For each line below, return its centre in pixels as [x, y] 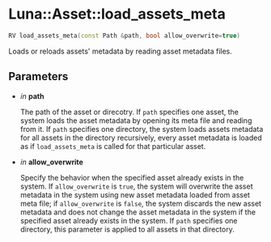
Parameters [38, 76]
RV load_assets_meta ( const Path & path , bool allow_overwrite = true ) [125, 36]
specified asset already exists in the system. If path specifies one [129, 220]
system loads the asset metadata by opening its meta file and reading [136, 120]
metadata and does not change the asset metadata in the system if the [138, 212]
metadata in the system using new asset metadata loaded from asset [135, 194]
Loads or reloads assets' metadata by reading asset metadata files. [121, 51]
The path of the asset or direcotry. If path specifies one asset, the [129, 112]
